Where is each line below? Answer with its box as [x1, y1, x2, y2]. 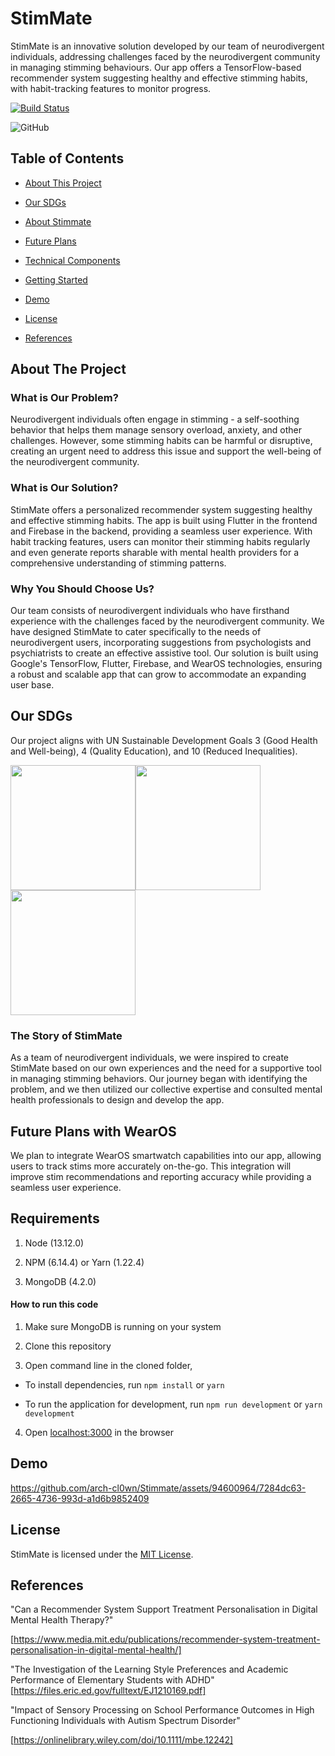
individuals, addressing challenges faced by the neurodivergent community [10, 50, 321, 62]
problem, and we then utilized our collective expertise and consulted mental [10, 1083, 323, 1096]
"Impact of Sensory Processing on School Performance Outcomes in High [10, 1704, 315, 1716]
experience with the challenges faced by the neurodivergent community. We [10, 615, 325, 627]
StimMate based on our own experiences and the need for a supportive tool [10, 1062, 322, 1074]
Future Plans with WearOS [10, 1123, 177, 1140]
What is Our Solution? [10, 481, 119, 495]
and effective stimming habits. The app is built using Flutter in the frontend [10, 514, 318, 526]
